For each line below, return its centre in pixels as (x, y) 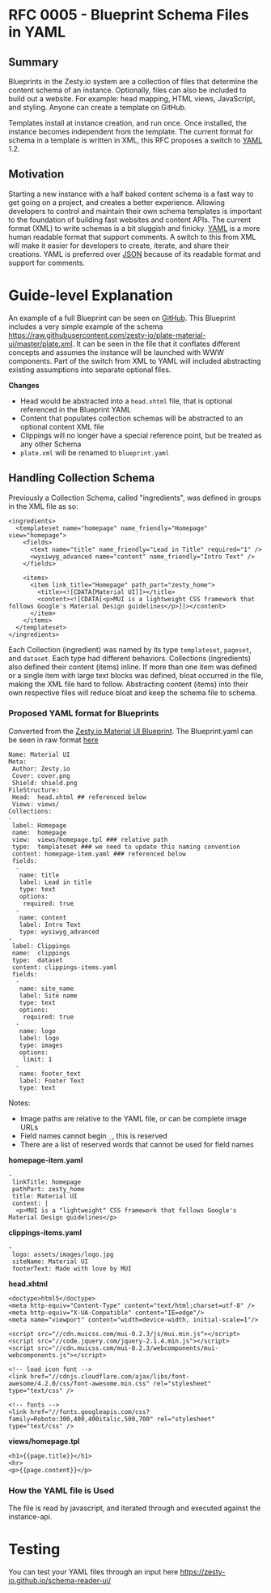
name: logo (38, 1031)
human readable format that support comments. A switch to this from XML (132, 237)
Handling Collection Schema (82, 478)
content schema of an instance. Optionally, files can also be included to (127, 90)
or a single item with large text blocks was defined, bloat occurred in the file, (136, 675)
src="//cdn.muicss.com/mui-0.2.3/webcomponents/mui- (128, 1348)
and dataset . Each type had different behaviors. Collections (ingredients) (130, 658)
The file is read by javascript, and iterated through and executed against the (135, 1508)
